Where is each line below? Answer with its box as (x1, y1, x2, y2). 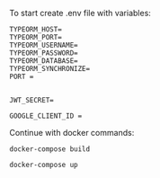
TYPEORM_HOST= (9, 25, 63, 34)
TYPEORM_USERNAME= (9, 40, 78, 49)
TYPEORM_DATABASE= (9, 57, 78, 66)
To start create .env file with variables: (9, 8, 151, 18)
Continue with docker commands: (9, 128, 135, 138)
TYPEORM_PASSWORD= (9, 49, 78, 58)
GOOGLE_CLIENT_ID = (9, 111, 83, 120)
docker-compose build (9, 145, 91, 154)
